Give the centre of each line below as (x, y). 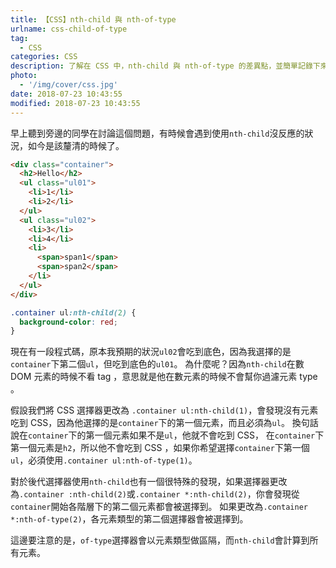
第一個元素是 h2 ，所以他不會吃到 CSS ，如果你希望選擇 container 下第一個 (160, 448)
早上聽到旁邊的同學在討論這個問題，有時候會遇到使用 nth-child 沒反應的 (157, 133)
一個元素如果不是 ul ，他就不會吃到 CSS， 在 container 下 (209, 435)
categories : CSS (44, 57)
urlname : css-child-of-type (69, 29)
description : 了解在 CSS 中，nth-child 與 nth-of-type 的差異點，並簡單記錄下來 (169, 66)
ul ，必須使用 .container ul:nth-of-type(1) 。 (104, 460)
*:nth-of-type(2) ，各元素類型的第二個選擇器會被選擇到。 (129, 519)
